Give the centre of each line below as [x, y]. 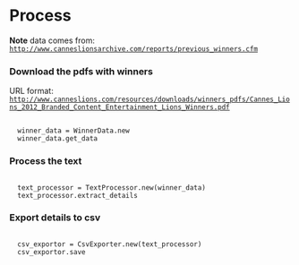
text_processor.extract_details [78, 195]
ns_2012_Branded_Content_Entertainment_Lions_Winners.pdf [120, 107]
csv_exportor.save [52, 252]
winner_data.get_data [58, 139]
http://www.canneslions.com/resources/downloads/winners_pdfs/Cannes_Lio [150, 99]
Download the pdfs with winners [81, 71]
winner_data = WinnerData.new [73, 131]
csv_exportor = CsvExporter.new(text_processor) [110, 244]
